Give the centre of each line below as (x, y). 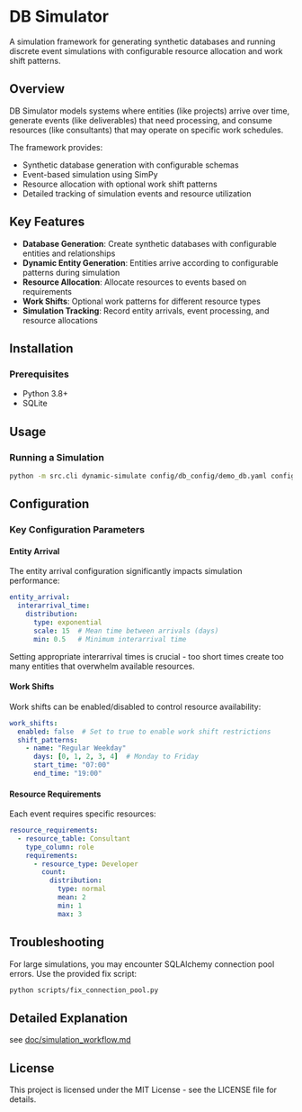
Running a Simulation (57, 457)
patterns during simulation (71, 272)
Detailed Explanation (69, 1018)
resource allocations (60, 320)
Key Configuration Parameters (77, 530)
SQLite (35, 404)
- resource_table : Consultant (74, 839)
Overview (37, 89)
